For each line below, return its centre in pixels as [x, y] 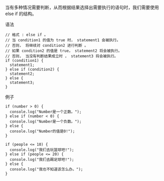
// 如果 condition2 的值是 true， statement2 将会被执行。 [63, 51]
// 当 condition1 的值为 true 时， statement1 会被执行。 [63, 40]
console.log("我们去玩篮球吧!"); [42, 150]
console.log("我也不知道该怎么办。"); [46, 169]
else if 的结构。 [21, 14]
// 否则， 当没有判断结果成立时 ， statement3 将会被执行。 [62, 56]
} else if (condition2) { [32, 69]
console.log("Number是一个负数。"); [46, 122]
